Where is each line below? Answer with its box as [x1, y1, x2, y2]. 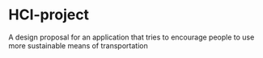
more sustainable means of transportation [8, 40, 148, 50]
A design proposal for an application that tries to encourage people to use [8, 32, 255, 42]
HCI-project [8, 6, 90, 24]
